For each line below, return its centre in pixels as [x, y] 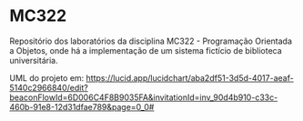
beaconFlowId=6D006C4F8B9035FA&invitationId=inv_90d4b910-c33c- [144, 97]
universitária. [34, 60]
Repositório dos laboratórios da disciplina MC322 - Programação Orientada [151, 41]
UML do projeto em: [47, 77]
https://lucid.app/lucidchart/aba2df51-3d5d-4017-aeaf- [190, 77]
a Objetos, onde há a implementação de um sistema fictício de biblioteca [146, 50]
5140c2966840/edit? [49, 87]
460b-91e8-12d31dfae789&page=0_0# [82, 106]
